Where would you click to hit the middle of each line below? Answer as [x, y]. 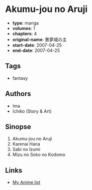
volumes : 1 [24, 28]
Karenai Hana [26, 144]
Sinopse [18, 126]
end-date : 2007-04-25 [36, 50]
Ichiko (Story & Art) [32, 111]
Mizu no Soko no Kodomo [39, 155]
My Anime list [26, 183]
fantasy [20, 78]
